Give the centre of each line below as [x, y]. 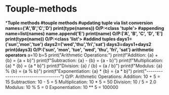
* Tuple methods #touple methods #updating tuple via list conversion [79, 23]
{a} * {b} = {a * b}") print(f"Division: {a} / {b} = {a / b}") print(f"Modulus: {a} [84, 66]
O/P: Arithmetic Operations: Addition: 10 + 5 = [113, 76]
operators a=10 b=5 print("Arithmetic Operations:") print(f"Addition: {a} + [82, 55]
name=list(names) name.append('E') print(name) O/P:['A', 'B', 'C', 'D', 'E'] [84, 33]
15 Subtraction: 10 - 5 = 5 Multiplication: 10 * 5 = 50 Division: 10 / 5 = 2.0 [81, 82]
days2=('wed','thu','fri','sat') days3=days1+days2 [98, 44]
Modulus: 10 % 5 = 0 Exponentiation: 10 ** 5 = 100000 [62, 87]
